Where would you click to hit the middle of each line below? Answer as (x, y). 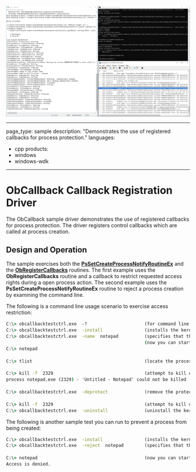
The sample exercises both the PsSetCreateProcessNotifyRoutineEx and (95, 264)
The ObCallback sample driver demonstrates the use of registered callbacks (98, 219)
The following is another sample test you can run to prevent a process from (97, 422)
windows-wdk (32, 161)
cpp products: (31, 149)
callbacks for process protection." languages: (61, 137)
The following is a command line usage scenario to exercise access (87, 306)
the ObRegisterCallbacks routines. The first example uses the (81, 270)
